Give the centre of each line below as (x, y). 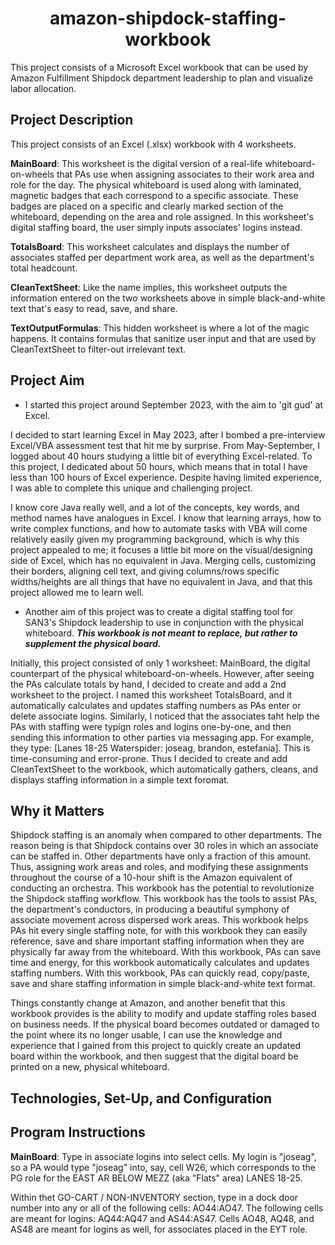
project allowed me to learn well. (77, 592)
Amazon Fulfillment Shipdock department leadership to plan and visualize (162, 78)
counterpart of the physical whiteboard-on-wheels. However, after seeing (162, 673)
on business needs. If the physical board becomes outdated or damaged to (165, 1024)
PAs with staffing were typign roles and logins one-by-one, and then (151, 726)
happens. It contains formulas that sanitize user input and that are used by (163, 338)
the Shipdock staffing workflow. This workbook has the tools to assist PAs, (164, 899)
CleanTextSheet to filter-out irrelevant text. (98, 349)
